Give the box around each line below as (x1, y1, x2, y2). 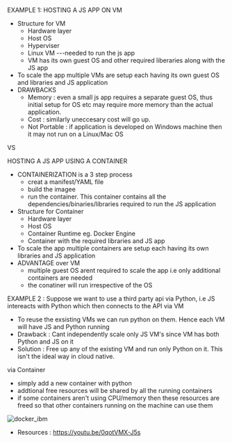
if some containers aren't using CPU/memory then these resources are (17, 394, 220, 402)
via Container (7, 366, 46, 374)
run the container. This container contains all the (27, 192, 167, 201)
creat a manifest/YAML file (27, 178, 104, 186)
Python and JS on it (17, 337, 74, 346)
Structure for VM (17, 19, 66, 27)
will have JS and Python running (17, 323, 110, 331)
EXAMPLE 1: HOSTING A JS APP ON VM (7, 6, 123, 14)
